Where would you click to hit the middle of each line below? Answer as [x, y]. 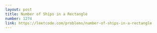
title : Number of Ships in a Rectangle [46, 14]
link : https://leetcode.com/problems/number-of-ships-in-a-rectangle [79, 23]
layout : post [19, 9]
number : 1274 [19, 18]
